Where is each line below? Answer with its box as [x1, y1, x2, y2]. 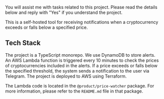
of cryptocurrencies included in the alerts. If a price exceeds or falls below [5, 62, 158, 69]
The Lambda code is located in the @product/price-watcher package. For [5, 83, 155, 89]
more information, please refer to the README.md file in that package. [5, 88, 143, 94]
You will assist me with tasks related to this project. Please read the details [5, 4, 158, 10]
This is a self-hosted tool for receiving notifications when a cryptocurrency [5, 19, 159, 25]
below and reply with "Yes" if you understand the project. [5, 9, 123, 15]
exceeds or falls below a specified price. [5, 24, 88, 30]
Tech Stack [5, 39, 41, 47]
